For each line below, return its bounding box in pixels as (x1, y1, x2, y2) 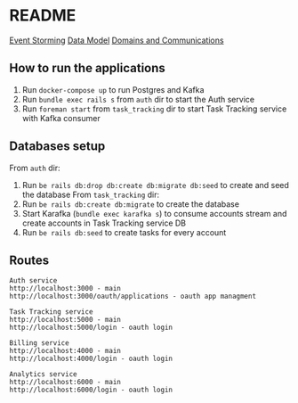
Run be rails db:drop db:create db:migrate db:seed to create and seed (21, 179, 289, 190)
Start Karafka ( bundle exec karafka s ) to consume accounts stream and (21, 208, 287, 218)
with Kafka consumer (21, 112, 101, 123)
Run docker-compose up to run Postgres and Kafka (21, 84, 205, 95)
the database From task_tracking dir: (21, 189, 160, 200)
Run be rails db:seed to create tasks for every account (21, 226, 227, 237)
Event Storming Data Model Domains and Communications (9, 35, 224, 45)
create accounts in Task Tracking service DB (21, 218, 187, 228)
